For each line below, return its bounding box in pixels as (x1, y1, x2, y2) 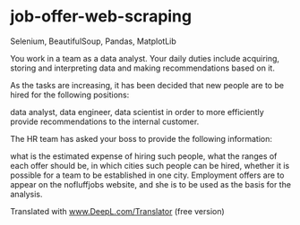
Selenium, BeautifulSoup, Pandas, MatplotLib (10, 36, 177, 46)
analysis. (10, 188, 43, 199)
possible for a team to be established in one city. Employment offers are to (10, 170, 285, 180)
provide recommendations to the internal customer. (10, 116, 200, 127)
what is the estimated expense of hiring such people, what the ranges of (10, 150, 278, 162)
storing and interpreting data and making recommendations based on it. (10, 62, 276, 73)
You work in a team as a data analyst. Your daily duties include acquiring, (10, 53, 280, 63)
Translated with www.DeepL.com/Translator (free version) (10, 205, 225, 216)
